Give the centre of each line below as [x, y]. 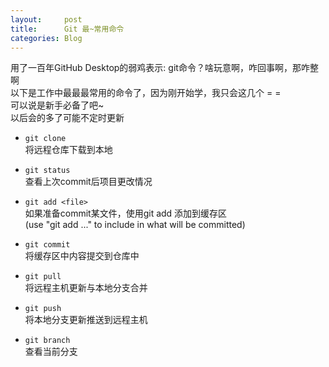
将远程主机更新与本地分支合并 [86, 288]
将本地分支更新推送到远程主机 [86, 320]
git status [47, 171]
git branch [47, 341]
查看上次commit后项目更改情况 [88, 182]
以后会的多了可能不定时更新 [67, 118]
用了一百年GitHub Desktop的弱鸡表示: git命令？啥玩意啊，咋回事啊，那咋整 [164, 68]
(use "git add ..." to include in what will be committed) [135, 225]
